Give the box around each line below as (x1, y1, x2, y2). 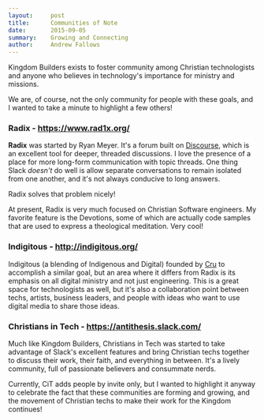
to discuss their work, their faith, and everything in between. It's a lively (8, 356, 240, 366)
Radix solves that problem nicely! (8, 189, 116, 199)
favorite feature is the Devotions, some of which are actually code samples (8, 213, 251, 223)
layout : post (8, 11, 65, 20)
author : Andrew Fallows (8, 41, 101, 49)
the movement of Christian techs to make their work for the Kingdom (8, 396, 231, 406)
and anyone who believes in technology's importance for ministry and (8, 71, 235, 81)
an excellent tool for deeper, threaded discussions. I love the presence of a (8, 149, 251, 159)
